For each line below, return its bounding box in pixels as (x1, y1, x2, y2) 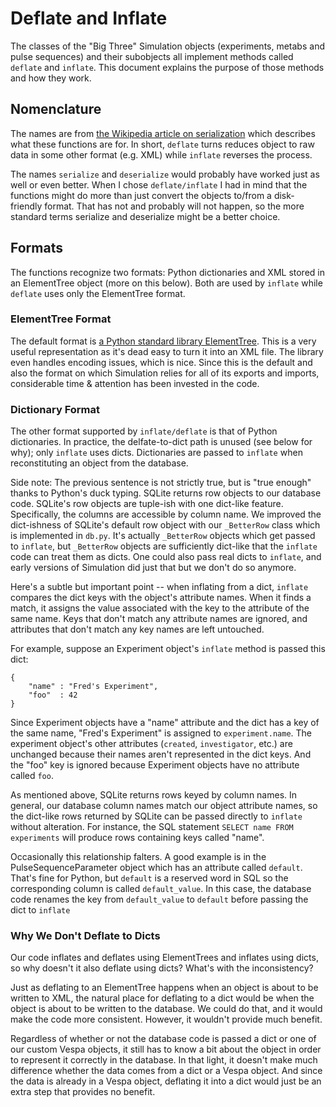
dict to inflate (10, 904, 71, 916)
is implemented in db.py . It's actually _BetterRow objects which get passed (10, 530, 316, 542)
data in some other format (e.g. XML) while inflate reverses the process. (10, 148, 313, 161)
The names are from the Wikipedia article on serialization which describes (10, 127, 316, 139)
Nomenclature (10, 101, 102, 118)
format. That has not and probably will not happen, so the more (44, 200, 305, 212)
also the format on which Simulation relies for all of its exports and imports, (10, 367, 320, 379)
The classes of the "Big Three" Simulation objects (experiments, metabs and (10, 40, 325, 52)
